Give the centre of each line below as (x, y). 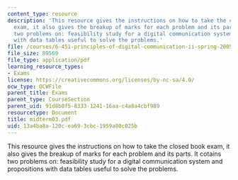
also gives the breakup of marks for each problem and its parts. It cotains (114, 154)
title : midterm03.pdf (39, 119)
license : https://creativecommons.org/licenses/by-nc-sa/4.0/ (101, 80)
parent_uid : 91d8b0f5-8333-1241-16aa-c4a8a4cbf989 (84, 106)
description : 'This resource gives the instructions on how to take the (117, 21)
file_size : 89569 (33, 54)
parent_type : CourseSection (49, 100)
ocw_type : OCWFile (34, 86)
